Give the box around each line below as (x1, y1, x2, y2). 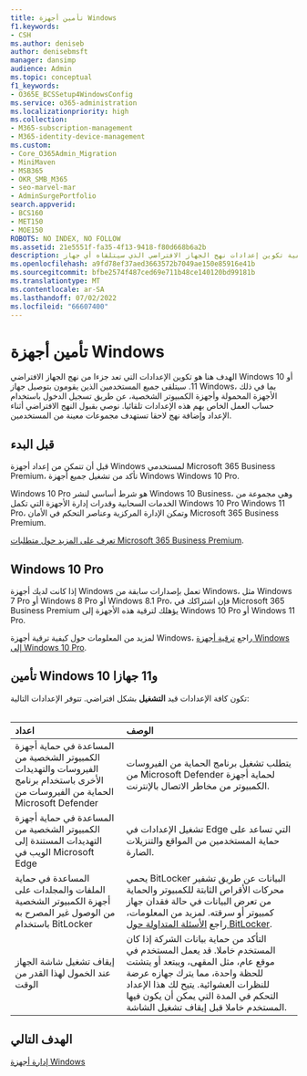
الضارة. (126, 845, 154, 858)
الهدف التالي (10, 1032, 73, 1048)
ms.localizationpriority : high (10, 107, 129, 116)
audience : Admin (10, 65, 72, 74)
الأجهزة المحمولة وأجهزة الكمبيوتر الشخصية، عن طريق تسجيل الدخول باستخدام (10, 391, 278, 402)
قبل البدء (10, 436, 55, 452)
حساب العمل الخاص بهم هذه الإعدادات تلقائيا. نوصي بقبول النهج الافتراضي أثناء (10, 401, 274, 412)
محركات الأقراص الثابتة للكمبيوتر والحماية (126, 883, 285, 895)
